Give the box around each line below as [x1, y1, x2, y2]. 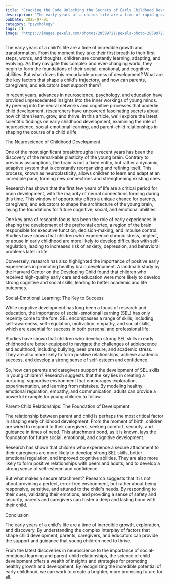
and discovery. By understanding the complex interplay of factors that [5, 527, 150, 533]
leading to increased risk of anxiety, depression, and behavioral [28, 243, 160, 249]
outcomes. [5, 285, 28, 291]
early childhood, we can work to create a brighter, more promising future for [5, 569, 163, 574]
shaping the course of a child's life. [5, 129, 78, 135]
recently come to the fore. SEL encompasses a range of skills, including [5, 315, 154, 321]
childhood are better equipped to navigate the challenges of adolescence [5, 341, 157, 347]
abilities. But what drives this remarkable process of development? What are [5, 71, 163, 77]
